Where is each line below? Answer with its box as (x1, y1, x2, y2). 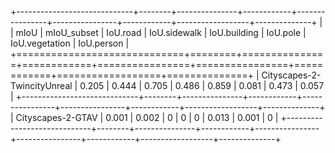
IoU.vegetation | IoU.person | (10, 37, 130, 49)
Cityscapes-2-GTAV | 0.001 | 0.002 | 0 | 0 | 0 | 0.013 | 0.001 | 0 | (15, 112, 279, 123)
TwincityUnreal (10, 80, 73, 91)
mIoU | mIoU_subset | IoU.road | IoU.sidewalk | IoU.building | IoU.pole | (15, 27, 307, 38)
